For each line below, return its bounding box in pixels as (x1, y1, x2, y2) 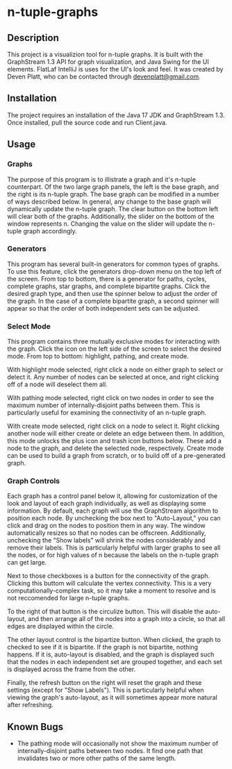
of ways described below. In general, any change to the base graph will (7, 197, 212, 206)
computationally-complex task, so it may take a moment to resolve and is (7, 586, 217, 595)
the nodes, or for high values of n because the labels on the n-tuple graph (7, 551, 219, 559)
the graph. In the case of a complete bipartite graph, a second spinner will (7, 297, 219, 305)
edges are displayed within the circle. (7, 622, 115, 631)
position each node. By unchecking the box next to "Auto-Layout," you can (7, 514, 221, 522)
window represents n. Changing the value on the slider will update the (7, 220, 207, 228)
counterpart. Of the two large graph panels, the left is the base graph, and (7, 182, 219, 191)
